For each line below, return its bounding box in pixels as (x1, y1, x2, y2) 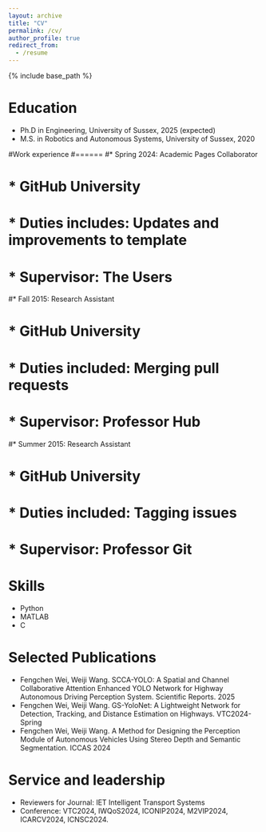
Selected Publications (8, 649, 157, 667)
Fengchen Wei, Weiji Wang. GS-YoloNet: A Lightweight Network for (19, 701, 241, 709)
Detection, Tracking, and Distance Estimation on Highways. (19, 709, 216, 718)
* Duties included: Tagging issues (8, 504, 237, 521)
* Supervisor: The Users (8, 267, 173, 286)
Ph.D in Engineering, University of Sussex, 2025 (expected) (19, 125, 216, 135)
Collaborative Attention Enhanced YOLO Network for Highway (19, 684, 224, 693)
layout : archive (8, 11, 62, 20)
